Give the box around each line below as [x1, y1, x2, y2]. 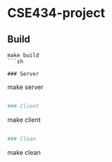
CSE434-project [7, 5, 106, 21]
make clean [7, 148, 41, 156]
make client [7, 115, 41, 124]
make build [7, 52, 39, 59]
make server [7, 83, 44, 91]
